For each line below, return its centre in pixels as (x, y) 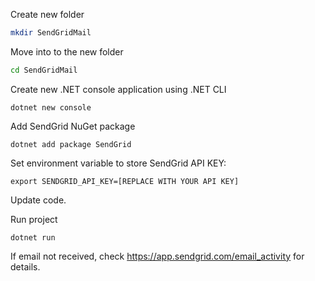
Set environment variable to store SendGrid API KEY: (118, 163)
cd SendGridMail (44, 70)
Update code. (38, 200)
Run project (34, 219)
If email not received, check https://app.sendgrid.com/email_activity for (157, 256)
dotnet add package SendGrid (71, 144)
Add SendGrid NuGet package (73, 126)
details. (25, 266)
